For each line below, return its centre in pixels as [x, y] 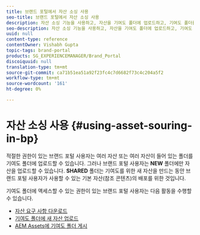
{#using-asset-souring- [132, 126]
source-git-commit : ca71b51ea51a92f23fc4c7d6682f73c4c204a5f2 [85, 73]
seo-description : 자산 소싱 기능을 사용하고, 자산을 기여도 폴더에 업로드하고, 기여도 [99, 28]
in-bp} [22, 139]
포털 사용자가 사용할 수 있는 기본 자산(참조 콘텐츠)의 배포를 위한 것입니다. [101, 178]
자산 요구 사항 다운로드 [41, 211]
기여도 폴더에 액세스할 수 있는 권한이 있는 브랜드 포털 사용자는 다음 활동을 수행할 [99, 190]
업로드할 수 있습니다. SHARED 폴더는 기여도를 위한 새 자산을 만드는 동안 [101, 171]
